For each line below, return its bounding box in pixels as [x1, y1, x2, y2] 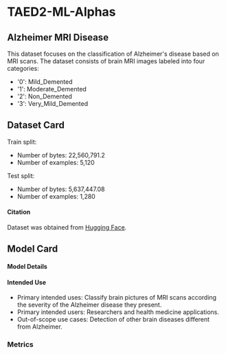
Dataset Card [7, 120, 65, 131]
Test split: [7, 171, 35, 179]
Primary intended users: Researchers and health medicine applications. [16, 308, 220, 316]
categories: [7, 65, 39, 72]
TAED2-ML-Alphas [7, 4, 116, 20]
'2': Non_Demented [16, 92, 72, 100]
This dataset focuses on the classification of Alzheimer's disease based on [7, 49, 220, 58]
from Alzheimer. [16, 322, 63, 331]
